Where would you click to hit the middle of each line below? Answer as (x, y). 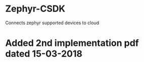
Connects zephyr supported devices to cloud (52, 23)
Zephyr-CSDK (35, 9)
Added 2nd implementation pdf (72, 43)
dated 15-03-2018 (44, 54)
